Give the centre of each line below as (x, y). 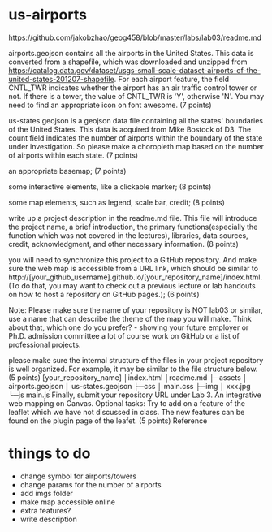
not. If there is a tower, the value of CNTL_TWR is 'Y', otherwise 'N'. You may (136, 96)
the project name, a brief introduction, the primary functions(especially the (133, 227)
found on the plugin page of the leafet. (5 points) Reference (108, 421)
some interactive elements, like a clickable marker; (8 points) (110, 186)
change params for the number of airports (91, 484)
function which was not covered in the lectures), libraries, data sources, (129, 235)
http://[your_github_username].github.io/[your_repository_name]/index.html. (135, 277)
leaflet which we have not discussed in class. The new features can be (127, 412)
